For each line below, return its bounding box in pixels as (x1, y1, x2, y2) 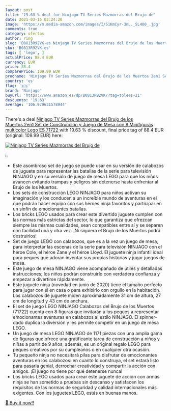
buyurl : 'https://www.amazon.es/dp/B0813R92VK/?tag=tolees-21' (5, 93, 142, 98)
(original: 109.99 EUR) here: (5, 132, 63, 139)
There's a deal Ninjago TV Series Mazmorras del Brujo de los (5, 116, 133, 122)
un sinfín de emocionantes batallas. (12, 206, 88, 212)
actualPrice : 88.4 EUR (5, 54, 53, 60)
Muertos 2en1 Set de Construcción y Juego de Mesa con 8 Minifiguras (5, 122, 154, 128)
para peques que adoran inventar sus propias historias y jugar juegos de (12, 255, 165, 261)
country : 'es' (5, 78, 36, 84)
